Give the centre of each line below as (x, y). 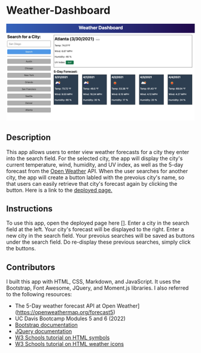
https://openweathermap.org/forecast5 (65, 312)
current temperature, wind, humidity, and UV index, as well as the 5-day (95, 164)
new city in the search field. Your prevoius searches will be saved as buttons (100, 236)
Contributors (31, 267)
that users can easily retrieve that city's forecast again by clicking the (92, 183)
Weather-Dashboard (58, 10)
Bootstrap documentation (46, 325)
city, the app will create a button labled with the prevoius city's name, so (95, 177)
